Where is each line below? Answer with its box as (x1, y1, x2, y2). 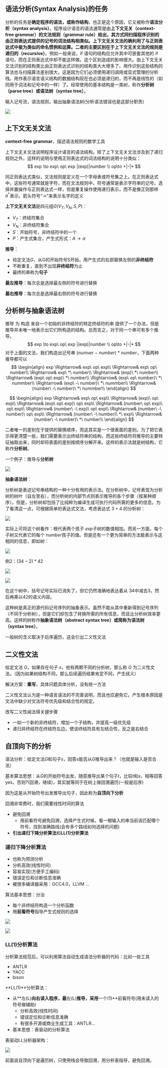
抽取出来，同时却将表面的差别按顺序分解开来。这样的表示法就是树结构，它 (9, 439, 163, 445)
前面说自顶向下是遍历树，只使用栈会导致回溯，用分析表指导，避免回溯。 (5, 1057, 154, 1063)
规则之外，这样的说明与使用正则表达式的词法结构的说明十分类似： (5, 155, 141, 161)
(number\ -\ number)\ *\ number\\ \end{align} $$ (33, 416, 134, 422)
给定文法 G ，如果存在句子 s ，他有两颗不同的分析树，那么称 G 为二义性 (5, 664, 151, 670)
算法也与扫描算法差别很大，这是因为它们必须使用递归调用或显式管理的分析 (5, 69, 158, 75)
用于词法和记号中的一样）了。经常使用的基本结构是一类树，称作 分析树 (9, 82, 154, 88)
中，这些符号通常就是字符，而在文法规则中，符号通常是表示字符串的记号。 (5, 180, 158, 186)
